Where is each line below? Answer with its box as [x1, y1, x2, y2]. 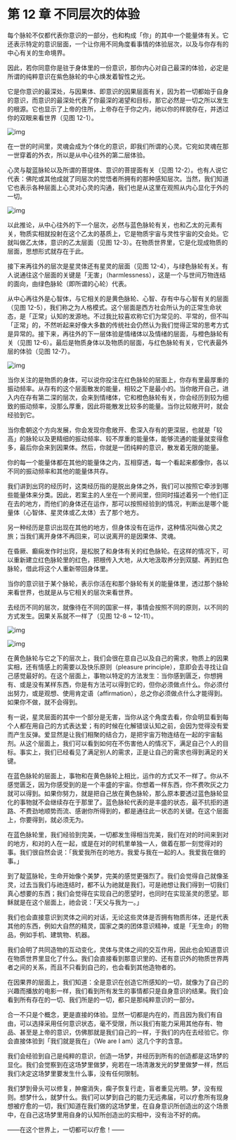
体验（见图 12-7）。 [19, 347, 74, 355]
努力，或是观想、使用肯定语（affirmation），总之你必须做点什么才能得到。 [13, 689, 227, 697]
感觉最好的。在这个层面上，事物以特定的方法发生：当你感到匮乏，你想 [13, 671, 216, 680]
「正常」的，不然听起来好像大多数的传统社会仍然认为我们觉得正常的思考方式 [7, 320, 229, 329]
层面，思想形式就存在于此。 [7, 247, 88, 255]
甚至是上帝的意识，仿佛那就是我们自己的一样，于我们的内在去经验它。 [19, 1028, 223, 1036]
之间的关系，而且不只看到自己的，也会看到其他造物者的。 [13, 963, 180, 971]
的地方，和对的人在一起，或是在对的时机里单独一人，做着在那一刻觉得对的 [7, 839, 223, 847]
